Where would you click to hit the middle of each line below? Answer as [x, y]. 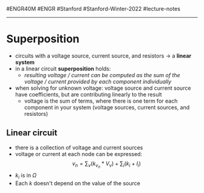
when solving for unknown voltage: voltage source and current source [103, 88]
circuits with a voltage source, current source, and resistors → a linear [103, 56]
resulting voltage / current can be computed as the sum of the [102, 75]
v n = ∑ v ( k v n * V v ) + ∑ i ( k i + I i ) [107, 164]
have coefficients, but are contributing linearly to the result [88, 94]
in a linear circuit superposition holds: [63, 69]
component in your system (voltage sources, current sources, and [107, 107]
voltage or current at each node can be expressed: [79, 154]
